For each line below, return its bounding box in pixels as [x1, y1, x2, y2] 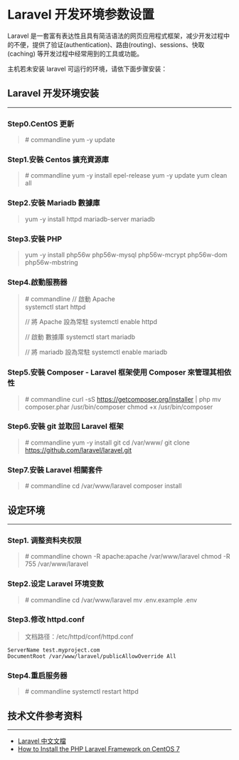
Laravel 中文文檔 [17, 736, 66, 745]
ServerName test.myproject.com [7, 647, 100, 654]
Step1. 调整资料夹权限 [7, 535, 82, 545]
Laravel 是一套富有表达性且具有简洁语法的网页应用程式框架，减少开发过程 [7, 31, 224, 40]
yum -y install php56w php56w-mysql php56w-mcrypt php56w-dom [24, 250, 228, 259]
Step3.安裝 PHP [7, 233, 63, 243]
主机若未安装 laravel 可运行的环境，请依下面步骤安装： [7, 64, 168, 73]
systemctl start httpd [24, 303, 86, 311]
